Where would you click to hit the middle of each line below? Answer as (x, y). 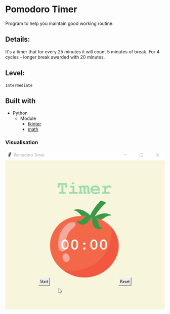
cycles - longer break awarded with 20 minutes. (55, 57)
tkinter (34, 124)
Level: (15, 73)
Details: (18, 39)
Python (20, 113)
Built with (20, 101)
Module (28, 118)
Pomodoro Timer (41, 9)
